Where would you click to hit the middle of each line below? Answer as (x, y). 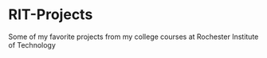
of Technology (32, 44)
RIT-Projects (51, 15)
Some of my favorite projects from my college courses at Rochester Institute (133, 37)
